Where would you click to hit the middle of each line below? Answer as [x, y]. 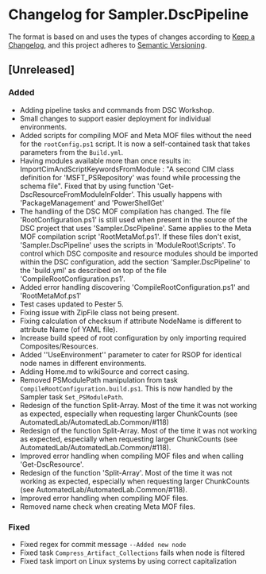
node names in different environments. [83, 363]
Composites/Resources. [59, 346]
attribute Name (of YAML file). [68, 329]
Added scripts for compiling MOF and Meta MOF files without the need [135, 135]
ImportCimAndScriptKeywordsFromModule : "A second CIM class [127, 169]
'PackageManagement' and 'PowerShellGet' [92, 202]
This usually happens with [179, 194]
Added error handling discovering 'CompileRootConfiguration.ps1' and [135, 287]
